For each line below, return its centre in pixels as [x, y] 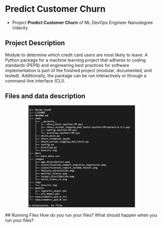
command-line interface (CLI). [35, 81]
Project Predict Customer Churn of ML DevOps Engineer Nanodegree [82, 22]
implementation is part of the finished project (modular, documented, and [79, 70]
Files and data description [45, 96]
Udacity [20, 27]
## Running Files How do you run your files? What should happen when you [81, 215]
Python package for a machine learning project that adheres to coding [75, 60]
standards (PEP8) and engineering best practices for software [67, 65]
